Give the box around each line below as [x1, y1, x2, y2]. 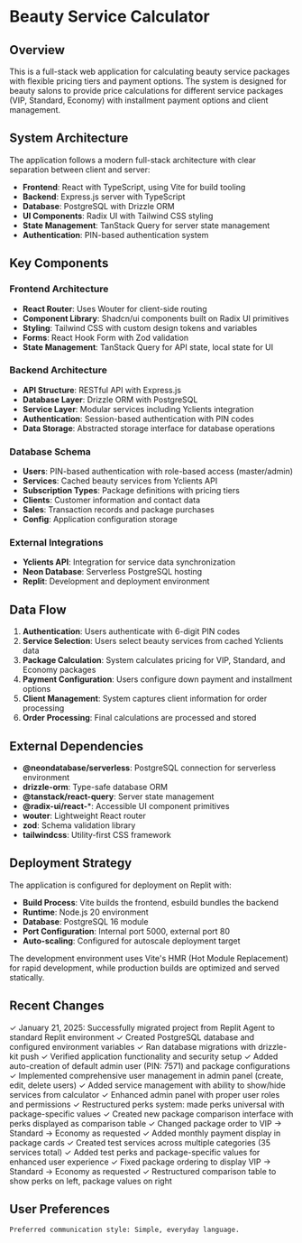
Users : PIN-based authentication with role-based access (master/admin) [22, 466, 294, 477]
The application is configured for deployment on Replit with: [9, 879, 232, 890]
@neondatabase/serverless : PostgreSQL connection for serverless [22, 762, 277, 773]
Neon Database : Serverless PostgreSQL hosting [22, 566, 203, 577]
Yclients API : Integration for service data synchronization [22, 557, 236, 567]
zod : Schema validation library [22, 820, 136, 831]
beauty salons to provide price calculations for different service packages [9, 86, 284, 96]
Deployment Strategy [9, 855, 133, 871]
